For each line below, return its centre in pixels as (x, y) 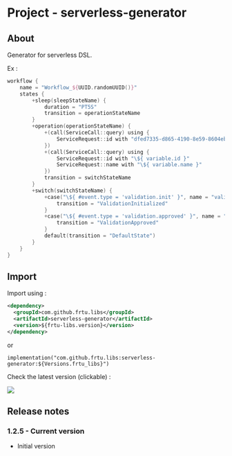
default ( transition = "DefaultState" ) (100, 236)
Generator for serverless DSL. (50, 55)
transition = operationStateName (92, 113)
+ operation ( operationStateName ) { (81, 126)
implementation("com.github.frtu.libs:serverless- (81, 358)
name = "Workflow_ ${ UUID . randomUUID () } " (78, 87)
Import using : (27, 293)
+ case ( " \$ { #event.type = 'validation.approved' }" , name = (132, 216)
